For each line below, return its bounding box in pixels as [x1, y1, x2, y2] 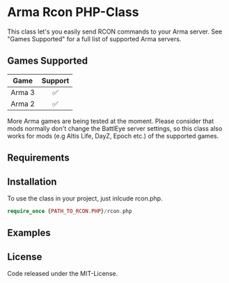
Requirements [7, 152, 70, 164]
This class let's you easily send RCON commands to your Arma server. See [7, 27, 223, 36]
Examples [7, 227, 51, 239]
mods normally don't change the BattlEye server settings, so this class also [7, 124, 223, 133]
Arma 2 [10, 99, 35, 108]
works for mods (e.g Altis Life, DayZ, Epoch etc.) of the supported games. [7, 131, 219, 140]
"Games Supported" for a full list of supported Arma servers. [7, 34, 182, 43]
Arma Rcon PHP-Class [7, 4, 139, 20]
